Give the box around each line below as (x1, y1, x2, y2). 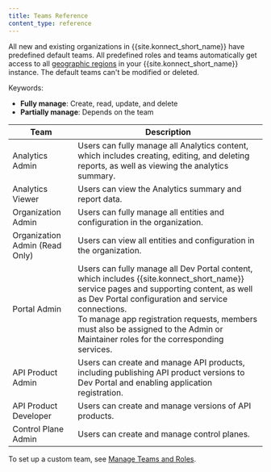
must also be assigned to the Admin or (77, 324, 223, 335)
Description (144, 126, 191, 137)
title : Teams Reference (8, 11, 89, 20)
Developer (12, 410, 52, 421)
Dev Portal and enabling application (77, 377, 213, 388)
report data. (77, 193, 123, 204)
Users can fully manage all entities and (77, 207, 224, 218)
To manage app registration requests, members (77, 313, 258, 324)
